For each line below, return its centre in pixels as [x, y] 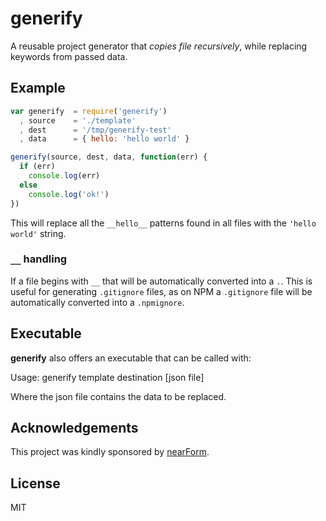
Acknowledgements [74, 428]
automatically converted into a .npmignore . [97, 302]
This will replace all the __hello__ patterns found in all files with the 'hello [163, 223]
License [35, 483]
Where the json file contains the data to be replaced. [118, 396]
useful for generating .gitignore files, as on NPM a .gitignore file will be [161, 291]
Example [38, 88]
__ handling [39, 259]
